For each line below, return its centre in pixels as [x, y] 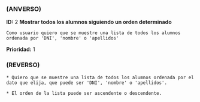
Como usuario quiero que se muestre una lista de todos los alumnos [93, 33]
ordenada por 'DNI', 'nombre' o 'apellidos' [63, 38]
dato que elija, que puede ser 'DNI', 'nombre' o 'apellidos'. [87, 83]
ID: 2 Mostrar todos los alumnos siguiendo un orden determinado [89, 22]
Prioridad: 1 [21, 49]
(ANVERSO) [24, 9]
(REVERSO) [23, 65]
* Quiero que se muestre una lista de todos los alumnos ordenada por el [100, 77]
